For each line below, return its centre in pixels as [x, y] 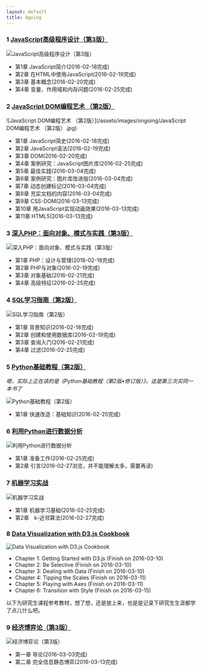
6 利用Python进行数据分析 [44, 431]
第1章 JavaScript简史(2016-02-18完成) [62, 141]
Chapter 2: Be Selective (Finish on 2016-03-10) [73, 564]
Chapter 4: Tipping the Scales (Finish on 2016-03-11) [80, 577]
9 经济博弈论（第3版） [39, 627]
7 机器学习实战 [27, 483]
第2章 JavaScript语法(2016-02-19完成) [63, 149]
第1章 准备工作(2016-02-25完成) [55, 458]
